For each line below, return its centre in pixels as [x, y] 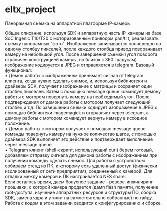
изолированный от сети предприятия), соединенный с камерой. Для [79, 171]
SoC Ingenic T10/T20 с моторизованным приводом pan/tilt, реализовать [82, 38]
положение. [18, 123]
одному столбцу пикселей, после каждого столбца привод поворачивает [84, 49]
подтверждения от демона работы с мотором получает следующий [78, 102]
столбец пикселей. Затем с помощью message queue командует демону [83, 91]
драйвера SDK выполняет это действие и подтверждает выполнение [79, 139]
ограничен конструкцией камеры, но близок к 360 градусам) [71, 59]
